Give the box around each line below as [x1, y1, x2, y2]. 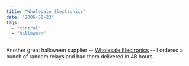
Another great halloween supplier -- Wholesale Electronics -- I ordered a [6, 47, 184, 54]
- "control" [11, 25, 41, 31]
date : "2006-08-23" [6, 14, 55, 20]
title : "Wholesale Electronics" [6, 8, 86, 15]
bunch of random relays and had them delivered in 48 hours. [6, 53, 155, 60]
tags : [6, 19, 20, 25]
